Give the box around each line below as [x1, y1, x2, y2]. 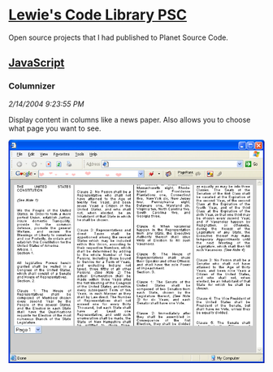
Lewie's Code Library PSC [8, 6, 187, 24]
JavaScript [8, 56, 65, 70]
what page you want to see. [8, 123, 102, 133]
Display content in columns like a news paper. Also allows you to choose [8, 115, 251, 124]
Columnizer [8, 80, 55, 92]
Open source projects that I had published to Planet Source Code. [8, 32, 229, 42]
